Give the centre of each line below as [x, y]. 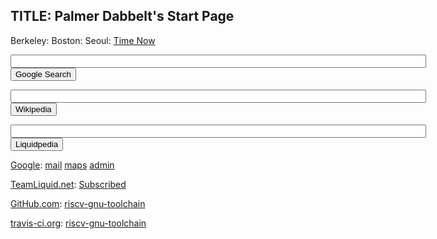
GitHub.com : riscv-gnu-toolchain [78, 203]
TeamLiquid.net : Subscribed [68, 184]
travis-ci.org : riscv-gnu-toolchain [78, 223]
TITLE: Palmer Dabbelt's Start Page [122, 16]
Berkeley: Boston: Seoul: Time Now [83, 40]
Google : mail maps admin [62, 165]
